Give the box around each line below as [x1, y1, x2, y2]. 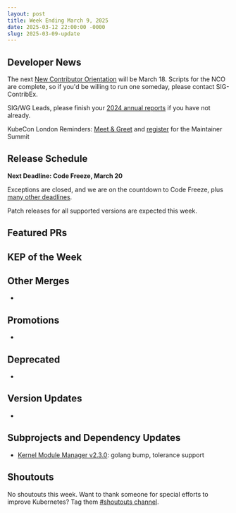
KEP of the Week [7, 251, 82, 263]
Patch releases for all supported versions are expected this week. [7, 206, 197, 215]
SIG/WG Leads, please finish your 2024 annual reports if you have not [7, 104, 211, 112]
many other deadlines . [7, 192, 73, 201]
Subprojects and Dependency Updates [7, 432, 181, 444]
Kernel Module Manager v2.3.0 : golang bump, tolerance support [17, 450, 204, 459]
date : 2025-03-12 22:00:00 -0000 [7, 23, 106, 30]
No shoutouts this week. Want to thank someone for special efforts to [7, 490, 209, 498]
